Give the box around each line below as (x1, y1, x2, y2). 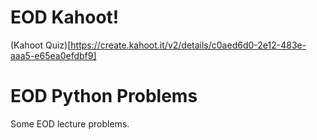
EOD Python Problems (10, 85, 198, 108)
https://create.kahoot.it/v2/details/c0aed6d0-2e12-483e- (70, 39, 307, 51)
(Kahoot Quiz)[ (10, 39, 72, 51)
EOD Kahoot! (10, 6, 120, 29)
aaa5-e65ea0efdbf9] (10, 49, 97, 61)
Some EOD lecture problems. (10, 117, 130, 130)
